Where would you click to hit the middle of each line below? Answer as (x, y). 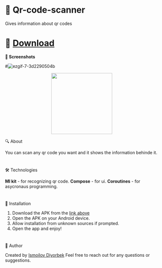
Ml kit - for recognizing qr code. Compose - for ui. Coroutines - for (73, 181)
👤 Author (14, 246)
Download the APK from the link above (51, 213)
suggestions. (18, 260)
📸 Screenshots (20, 57)
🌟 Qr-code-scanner (45, 10)
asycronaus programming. (31, 186)
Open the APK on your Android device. (51, 218)
